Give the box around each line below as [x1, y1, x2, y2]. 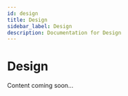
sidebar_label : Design [7, 23, 72, 29]
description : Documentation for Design [7, 29, 122, 36]
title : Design [7, 16, 48, 23]
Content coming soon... [7, 82, 74, 90]
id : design [7, 10, 39, 17]
